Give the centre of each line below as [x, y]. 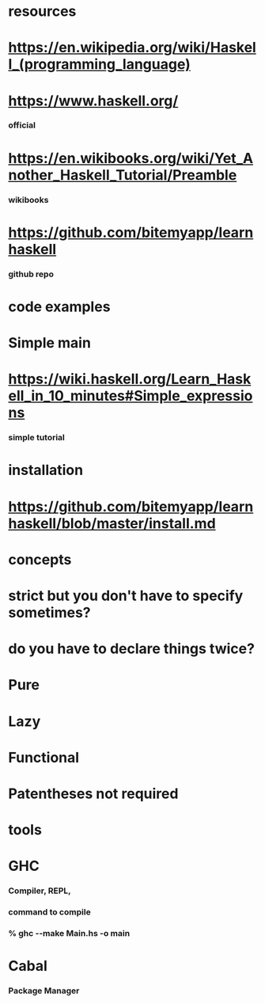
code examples [59, 306]
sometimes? [49, 612]
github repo [31, 274]
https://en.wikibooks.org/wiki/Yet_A [131, 158]
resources [42, 11]
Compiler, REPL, [40, 891]
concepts [40, 559]
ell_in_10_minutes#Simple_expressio [131, 396]
